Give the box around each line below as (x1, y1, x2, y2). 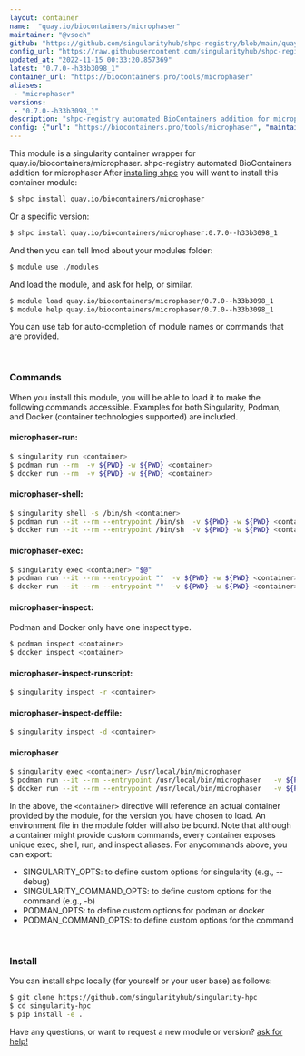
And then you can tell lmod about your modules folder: (9, 244, 213, 255)
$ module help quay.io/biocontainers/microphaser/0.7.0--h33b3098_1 (9, 305, 274, 314)
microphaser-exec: (9, 545, 84, 556)
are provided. (9, 331, 60, 341)
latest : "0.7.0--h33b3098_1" (9, 64, 120, 74)
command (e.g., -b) (22, 895, 96, 906)
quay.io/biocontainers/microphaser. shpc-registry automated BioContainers (9, 158, 292, 168)
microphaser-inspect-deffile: (9, 707, 123, 718)
